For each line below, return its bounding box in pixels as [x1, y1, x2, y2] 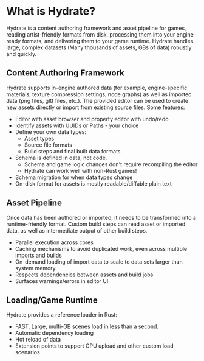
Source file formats [24, 141, 73, 149]
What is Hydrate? [6, 4, 96, 18]
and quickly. [6, 50, 37, 57]
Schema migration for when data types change [15, 173, 133, 181]
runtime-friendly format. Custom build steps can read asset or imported [6, 220, 186, 228]
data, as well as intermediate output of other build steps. [6, 226, 148, 234]
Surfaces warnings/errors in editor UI [15, 277, 109, 284]
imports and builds [15, 251, 62, 259]
